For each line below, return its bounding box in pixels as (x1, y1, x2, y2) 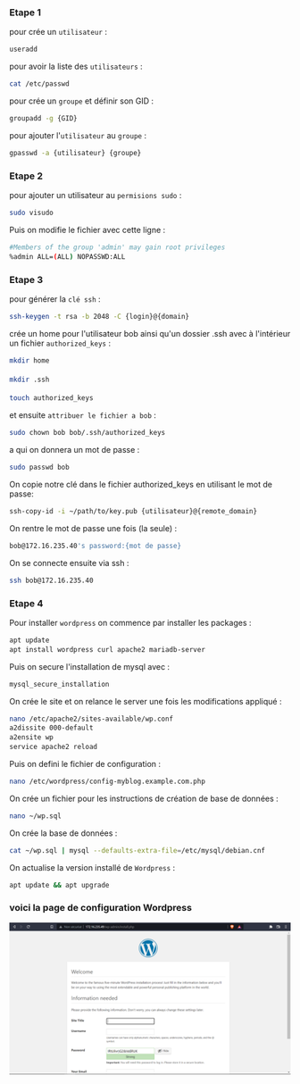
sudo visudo (9, 208, 54, 218)
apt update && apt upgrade (9, 880, 110, 889)
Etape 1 (9, 6, 42, 19)
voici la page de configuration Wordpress (9, 902, 192, 914)
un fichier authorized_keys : (9, 338, 112, 348)
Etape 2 (9, 170, 43, 182)
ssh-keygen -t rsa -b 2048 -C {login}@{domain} (9, 313, 190, 321)
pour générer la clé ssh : (9, 294, 101, 304)
